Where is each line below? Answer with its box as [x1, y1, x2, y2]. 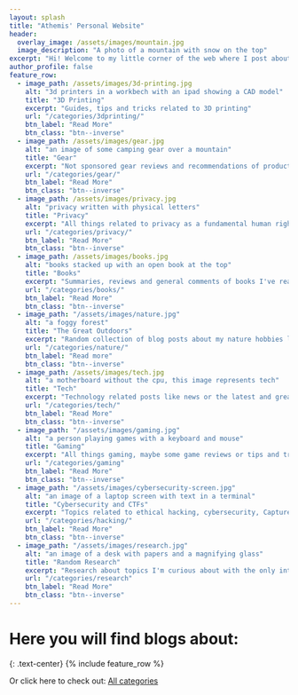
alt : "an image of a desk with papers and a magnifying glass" [25, 549, 264, 558]
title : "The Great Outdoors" [25, 327, 133, 336]
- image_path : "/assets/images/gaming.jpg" [17, 425, 180, 435]
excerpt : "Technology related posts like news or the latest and [25, 392, 272, 402]
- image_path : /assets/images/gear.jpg [17, 137, 165, 146]
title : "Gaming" [25, 442, 86, 451]
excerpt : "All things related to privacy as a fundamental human [25, 219, 272, 228]
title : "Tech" [25, 384, 77, 393]
